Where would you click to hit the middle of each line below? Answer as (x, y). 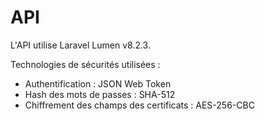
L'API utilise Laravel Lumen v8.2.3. (80, 45)
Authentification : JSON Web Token (98, 83)
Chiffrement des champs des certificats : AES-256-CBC (139, 105)
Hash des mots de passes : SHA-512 (100, 94)
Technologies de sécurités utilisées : (85, 64)
